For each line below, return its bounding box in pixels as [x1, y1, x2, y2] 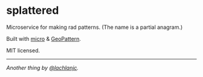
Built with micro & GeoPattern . [6, 35, 82, 42]
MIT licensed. [6, 46, 40, 54]
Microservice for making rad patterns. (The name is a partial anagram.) [6, 23, 183, 31]
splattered [6, 4, 59, 17]
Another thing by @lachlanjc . [6, 64, 79, 71]
